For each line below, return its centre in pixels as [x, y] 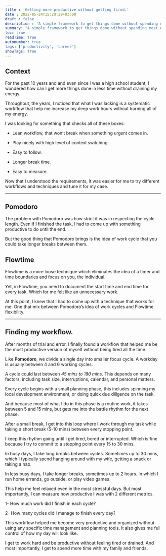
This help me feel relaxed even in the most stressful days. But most [73, 489]
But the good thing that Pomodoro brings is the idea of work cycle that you [81, 239]
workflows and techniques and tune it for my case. [57, 186]
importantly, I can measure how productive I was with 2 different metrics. [80, 494]
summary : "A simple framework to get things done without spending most [82, 28]
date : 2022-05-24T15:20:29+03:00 [41, 14]
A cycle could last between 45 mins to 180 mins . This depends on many [78, 374]
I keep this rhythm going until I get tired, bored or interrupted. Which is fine [81, 438]
